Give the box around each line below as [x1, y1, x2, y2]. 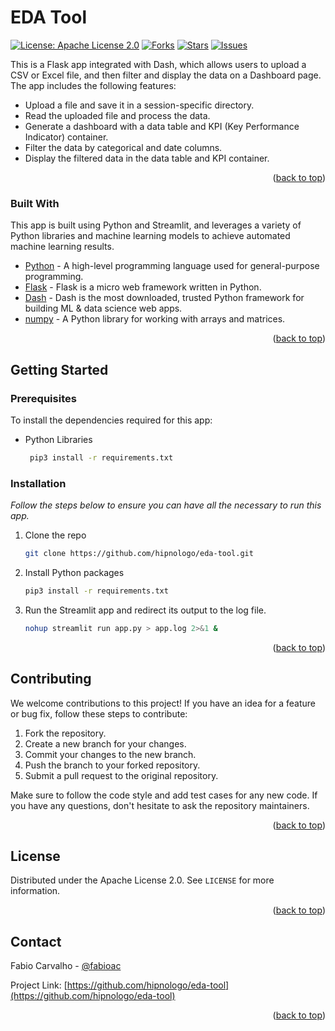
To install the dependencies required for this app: [10, 414, 213, 426]
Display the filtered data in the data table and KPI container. [24, 152, 270, 164]
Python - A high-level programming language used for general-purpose [24, 260, 320, 272]
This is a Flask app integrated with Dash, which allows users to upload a [10, 58, 307, 70]
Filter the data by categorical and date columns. [24, 141, 223, 153]
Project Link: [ [10, 979, 68, 991]
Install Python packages [24, 566, 125, 578]
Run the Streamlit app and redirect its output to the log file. [24, 604, 267, 616]
